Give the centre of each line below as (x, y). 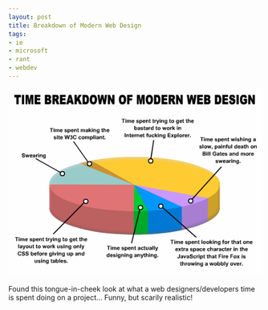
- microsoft (28, 51)
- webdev (23, 68)
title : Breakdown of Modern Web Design (75, 25)
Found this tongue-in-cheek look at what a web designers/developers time (132, 288)
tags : (17, 34)
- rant (19, 59)
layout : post (30, 17)
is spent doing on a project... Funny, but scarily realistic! (101, 297)
